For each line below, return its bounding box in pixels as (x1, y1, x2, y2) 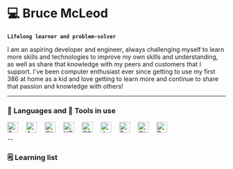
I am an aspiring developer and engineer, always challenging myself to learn (7, 45, 225, 53)
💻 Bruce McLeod (7, 6, 109, 21)
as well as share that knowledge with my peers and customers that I (7, 60, 201, 68)
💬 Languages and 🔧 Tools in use (7, 105, 116, 115)
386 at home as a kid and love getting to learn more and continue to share (7, 74, 219, 83)
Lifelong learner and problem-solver (7, 33, 116, 40)
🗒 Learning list (7, 153, 58, 163)
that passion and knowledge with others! (7, 82, 123, 90)
